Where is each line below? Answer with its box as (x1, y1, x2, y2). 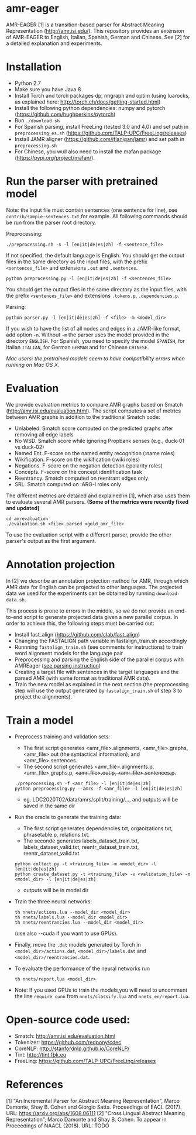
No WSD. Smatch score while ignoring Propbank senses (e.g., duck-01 (14, 437, 185, 444)
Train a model (6, 713, 74, 727)
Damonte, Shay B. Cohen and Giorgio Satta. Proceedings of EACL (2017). (6, 1103, 182, 1110)
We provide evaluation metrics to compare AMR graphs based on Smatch (6, 401, 183, 408)
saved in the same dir (23, 802, 75, 809)
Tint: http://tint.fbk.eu (14, 1051, 66, 1058)
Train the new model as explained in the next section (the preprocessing (14, 680, 189, 687)
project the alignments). (14, 693, 72, 700)
